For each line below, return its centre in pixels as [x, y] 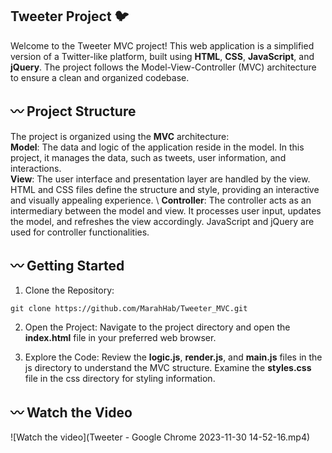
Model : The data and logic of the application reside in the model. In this [157, 147]
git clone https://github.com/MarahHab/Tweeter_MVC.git [129, 309]
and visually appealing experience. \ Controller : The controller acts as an [161, 200]
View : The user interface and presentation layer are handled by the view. [160, 179]
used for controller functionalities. [80, 232]
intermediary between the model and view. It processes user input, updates [166, 210]
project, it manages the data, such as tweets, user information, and [148, 157]
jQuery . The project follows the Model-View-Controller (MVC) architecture [163, 67]
